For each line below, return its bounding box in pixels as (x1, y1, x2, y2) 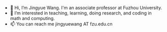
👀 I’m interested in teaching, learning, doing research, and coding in (10, 10, 152, 16)
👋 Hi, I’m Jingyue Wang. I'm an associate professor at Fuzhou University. (10, 5, 162, 10)
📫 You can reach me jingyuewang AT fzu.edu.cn (10, 21, 113, 27)
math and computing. (10, 15, 55, 21)
